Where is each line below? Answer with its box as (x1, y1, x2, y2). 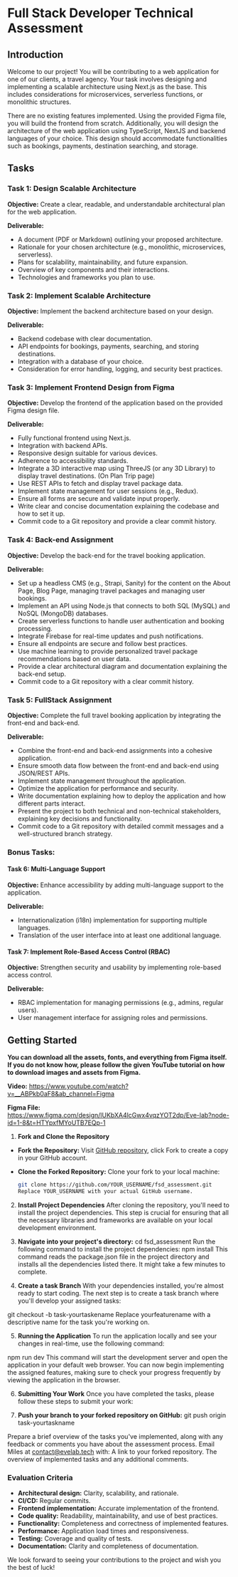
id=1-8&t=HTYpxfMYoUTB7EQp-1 (7, 1118, 106, 1127)
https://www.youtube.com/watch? (28, 1082, 129, 1091)
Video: (7, 1082, 28, 1091)
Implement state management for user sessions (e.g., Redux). (17, 486, 199, 496)
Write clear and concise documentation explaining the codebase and (17, 502, 220, 511)
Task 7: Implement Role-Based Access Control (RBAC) (7, 947, 171, 956)
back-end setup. (17, 670, 66, 678)
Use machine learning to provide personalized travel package (17, 647, 198, 655)
